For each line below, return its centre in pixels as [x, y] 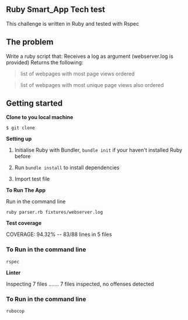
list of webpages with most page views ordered [77, 74]
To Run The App [26, 190]
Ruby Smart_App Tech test [55, 10]
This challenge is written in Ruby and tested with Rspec [72, 23]
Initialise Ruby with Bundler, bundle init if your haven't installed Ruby [98, 150]
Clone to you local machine [40, 117]
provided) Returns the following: [45, 62]
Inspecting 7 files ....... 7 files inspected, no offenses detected [80, 284]
